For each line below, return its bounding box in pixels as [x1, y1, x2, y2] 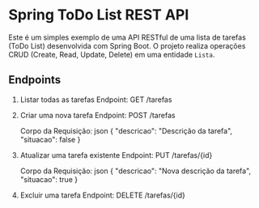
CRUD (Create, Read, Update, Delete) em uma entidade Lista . [8, 49, 215, 59]
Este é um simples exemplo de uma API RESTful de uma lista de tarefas [8, 32, 247, 42]
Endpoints [8, 73, 62, 87]
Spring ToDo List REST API [8, 6, 189, 24]
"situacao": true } [19, 174, 79, 184]
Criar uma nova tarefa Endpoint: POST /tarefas [19, 110, 176, 120]
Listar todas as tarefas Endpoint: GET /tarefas [19, 95, 172, 104]
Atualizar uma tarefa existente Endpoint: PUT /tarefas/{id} [19, 150, 213, 159]
